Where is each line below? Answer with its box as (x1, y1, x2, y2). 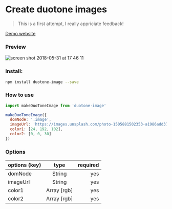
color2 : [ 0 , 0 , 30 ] (10, 132, 52, 137)
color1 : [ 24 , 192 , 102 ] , (10, 127, 63, 132)
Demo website (5, 30, 36, 36)
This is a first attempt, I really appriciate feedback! (17, 20, 124, 27)
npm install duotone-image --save (5, 79, 79, 85)
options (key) (8, 161, 41, 169)
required (77, 161, 99, 169)
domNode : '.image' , (10, 117, 52, 122)
